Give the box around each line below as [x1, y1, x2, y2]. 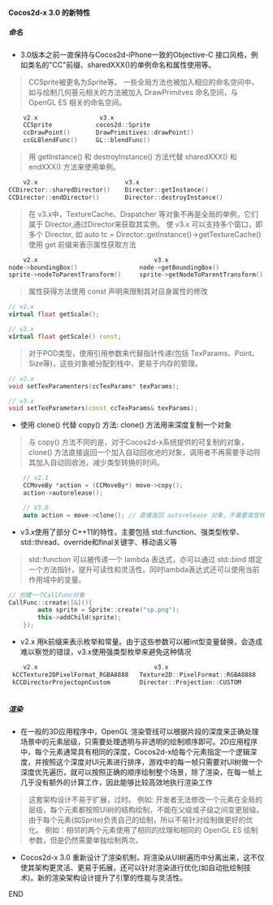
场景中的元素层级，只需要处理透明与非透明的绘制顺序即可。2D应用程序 [19, 736, 258, 747]
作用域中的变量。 [28, 574, 86, 584]
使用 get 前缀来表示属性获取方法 [28, 240, 136, 249]
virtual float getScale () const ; [8, 332, 122, 340]
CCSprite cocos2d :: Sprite [23, 121, 151, 129]
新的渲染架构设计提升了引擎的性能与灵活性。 [37, 873, 187, 882]
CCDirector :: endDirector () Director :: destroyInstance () [8, 193, 223, 201]
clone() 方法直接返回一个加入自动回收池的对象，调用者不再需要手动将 [28, 448, 262, 457]
